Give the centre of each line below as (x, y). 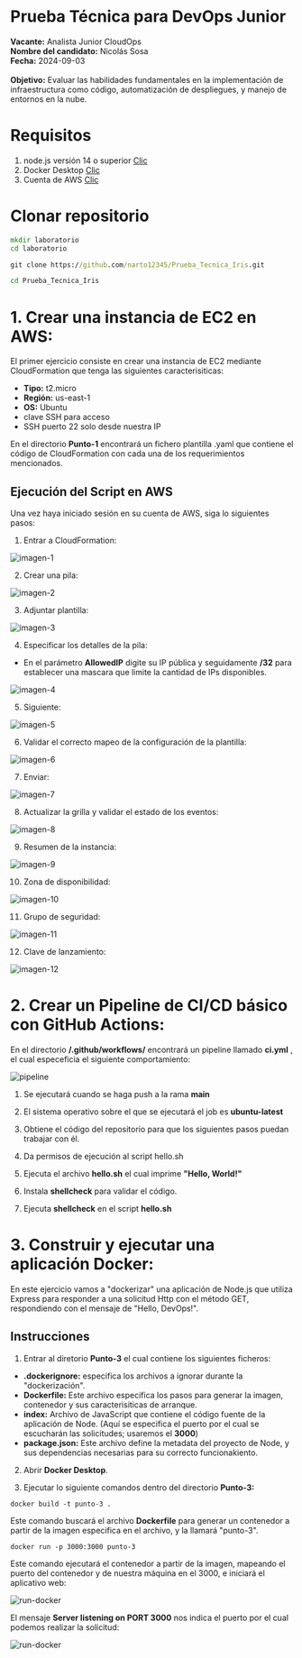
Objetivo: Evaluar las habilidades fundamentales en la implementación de (147, 79)
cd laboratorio (39, 248)
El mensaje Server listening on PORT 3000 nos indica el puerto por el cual (150, 1617)
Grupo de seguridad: (62, 917)
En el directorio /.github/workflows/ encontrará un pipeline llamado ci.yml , (152, 1049)
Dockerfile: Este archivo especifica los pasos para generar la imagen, (153, 1395)
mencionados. (37, 463)
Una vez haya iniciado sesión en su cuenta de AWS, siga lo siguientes (140, 513)
